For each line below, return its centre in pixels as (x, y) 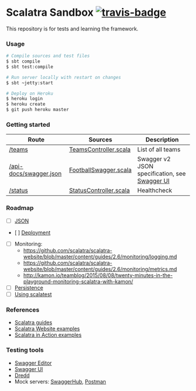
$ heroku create (26, 104)
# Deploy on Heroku (30, 94)
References (23, 310)
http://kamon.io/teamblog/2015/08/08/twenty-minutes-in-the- (98, 275)
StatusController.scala (99, 191)
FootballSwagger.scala (101, 170)
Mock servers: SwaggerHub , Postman (60, 381)
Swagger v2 (154, 159)
